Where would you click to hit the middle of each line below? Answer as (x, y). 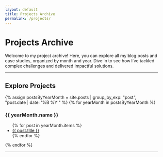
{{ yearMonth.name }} (32, 115)
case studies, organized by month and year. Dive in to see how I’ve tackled (80, 61)
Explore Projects (30, 86)
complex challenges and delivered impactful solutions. (59, 66)
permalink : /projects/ (28, 18)
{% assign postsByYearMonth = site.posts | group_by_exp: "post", (71, 98)
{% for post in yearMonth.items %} (47, 126)
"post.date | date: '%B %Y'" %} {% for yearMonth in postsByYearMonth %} (81, 102)
